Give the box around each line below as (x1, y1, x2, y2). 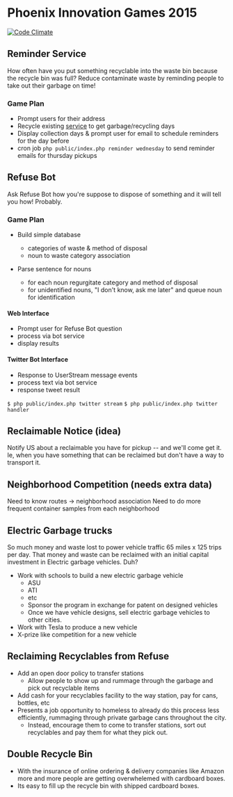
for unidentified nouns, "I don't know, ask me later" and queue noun (27, 286, 223, 294)
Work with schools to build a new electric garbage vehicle (17, 572, 184, 579)
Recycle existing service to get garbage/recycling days (17, 122, 175, 130)
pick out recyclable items (27, 684, 99, 692)
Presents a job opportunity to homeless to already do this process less (17, 706, 220, 714)
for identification (27, 293, 75, 302)
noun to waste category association (27, 252, 131, 260)
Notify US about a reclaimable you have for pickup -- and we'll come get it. (7, 444, 222, 452)
